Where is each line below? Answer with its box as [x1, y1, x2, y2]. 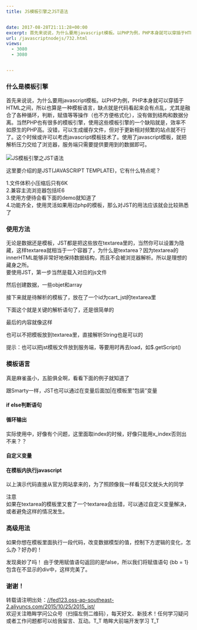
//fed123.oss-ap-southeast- [47, 596, 114, 603]
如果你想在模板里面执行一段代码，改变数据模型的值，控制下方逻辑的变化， [6, 538, 186, 545]
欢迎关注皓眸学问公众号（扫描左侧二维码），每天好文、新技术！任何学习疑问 [6, 609, 189, 617]
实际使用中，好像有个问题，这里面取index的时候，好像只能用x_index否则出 [6, 430, 186, 437]
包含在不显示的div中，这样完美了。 [6, 565, 91, 573]
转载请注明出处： [6, 596, 47, 603]
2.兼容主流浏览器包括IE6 [6, 187, 65, 194]
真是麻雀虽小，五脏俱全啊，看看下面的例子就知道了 [6, 374, 130, 381]
